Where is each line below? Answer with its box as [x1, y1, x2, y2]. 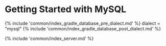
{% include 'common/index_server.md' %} [5, 35, 94, 41]
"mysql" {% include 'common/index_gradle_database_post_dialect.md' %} [5, 25, 161, 31]
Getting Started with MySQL [5, 4, 127, 15]
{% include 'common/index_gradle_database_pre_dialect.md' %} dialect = [5, 20, 160, 26]
